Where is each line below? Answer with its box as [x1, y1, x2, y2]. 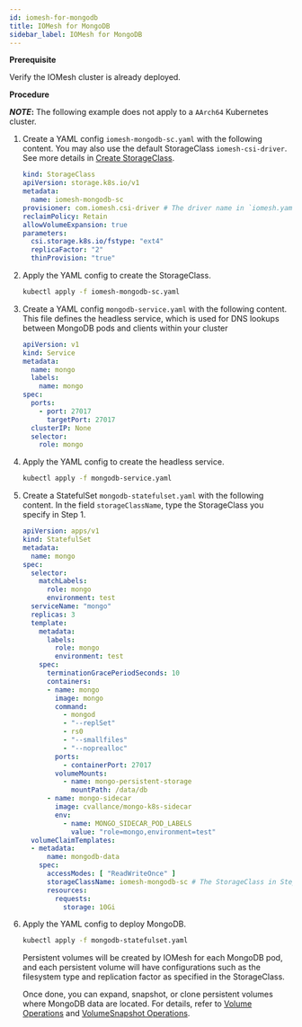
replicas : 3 [31, 610, 75, 619]
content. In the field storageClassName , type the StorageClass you [22, 500, 264, 510]
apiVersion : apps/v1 [22, 527, 100, 536]
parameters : [22, 228, 67, 238]
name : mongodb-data [46, 853, 120, 862]
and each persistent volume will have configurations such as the [22, 962, 261, 973]
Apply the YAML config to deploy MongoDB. [22, 918, 187, 930]
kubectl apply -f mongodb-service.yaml [22, 474, 173, 483]
